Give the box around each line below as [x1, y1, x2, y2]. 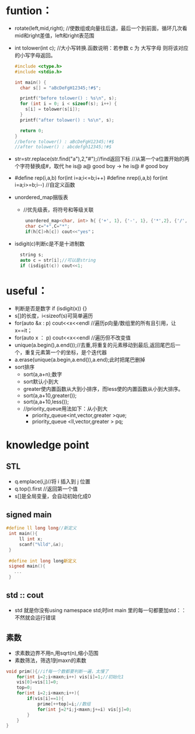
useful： [6, 284, 48, 297]
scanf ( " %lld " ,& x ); [19, 541, 64, 547]
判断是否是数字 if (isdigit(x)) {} [14, 304, 88, 312]
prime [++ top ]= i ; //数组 [37, 701, 91, 707]
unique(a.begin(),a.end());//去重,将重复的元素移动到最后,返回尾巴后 [14, 341, 176, 348]
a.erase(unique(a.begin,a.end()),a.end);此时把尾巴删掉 [14, 356, 146, 363]
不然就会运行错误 [14, 614, 56, 621]
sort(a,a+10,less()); [23, 398, 69, 405]
